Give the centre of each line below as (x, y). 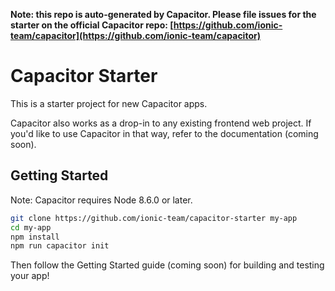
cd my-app (31, 227)
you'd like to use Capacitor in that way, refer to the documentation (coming (164, 133)
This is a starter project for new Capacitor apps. (109, 103)
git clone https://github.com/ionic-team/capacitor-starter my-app (154, 218)
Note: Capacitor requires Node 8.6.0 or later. (101, 200)
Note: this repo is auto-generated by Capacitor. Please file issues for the (163, 14)
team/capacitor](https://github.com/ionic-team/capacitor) (135, 35)
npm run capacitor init (60, 246)
